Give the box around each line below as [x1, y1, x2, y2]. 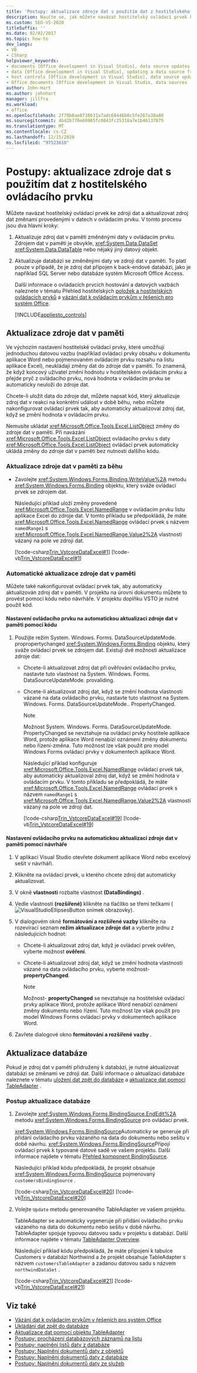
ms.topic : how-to [6, 36, 49, 42]
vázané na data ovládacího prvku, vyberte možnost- [23, 966, 150, 973]
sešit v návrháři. [14, 860, 54, 867]
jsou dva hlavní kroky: [6, 221, 59, 229]
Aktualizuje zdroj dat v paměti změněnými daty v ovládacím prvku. [14, 233, 176, 240]
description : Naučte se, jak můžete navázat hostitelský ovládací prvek [6, 14, 188, 20]
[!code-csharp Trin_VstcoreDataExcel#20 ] [14, 1188, 115, 1196]
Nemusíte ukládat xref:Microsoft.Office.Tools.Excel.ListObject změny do [6, 422, 180, 429]
